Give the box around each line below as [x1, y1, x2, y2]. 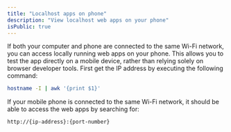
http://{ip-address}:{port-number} [7, 119, 110, 126]
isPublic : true [7, 23, 51, 30]
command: [7, 72, 38, 80]
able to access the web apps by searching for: [7, 105, 140, 113]
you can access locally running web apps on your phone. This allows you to [7, 49, 224, 58]
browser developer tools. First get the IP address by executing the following [7, 64, 223, 73]
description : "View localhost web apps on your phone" [7, 17, 169, 24]
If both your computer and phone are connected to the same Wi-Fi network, [7, 42, 224, 51]
